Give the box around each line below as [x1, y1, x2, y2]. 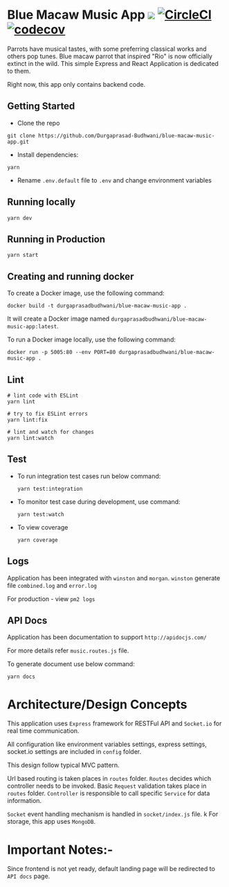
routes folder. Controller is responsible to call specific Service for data [7, 789, 210, 797]
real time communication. [7, 727, 80, 735]
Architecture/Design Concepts [7, 696, 187, 712]
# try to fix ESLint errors [7, 410, 89, 417]
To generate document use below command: [7, 660, 135, 668]
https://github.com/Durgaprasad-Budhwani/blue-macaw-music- [37, 132, 215, 139]
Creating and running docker [7, 271, 134, 282]
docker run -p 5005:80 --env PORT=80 [7, 349, 116, 356]
